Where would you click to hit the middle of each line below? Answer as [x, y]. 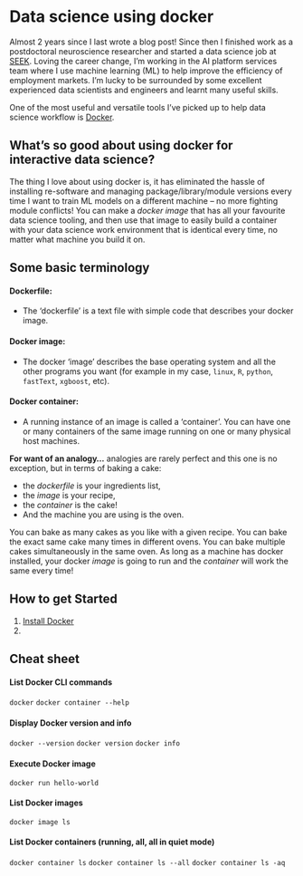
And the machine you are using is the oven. [103, 515]
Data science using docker [112, 17]
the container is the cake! [70, 505]
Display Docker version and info [71, 723]
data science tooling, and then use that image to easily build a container [143, 220]
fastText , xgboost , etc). [66, 380]
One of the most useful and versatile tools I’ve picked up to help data [138, 107]
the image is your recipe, [69, 495]
